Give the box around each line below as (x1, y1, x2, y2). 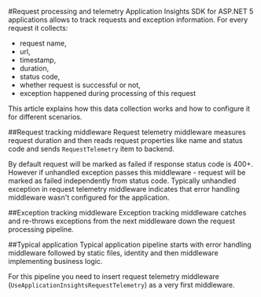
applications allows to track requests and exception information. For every (8, 15, 248, 24)
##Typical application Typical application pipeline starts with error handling (8, 240, 252, 249)
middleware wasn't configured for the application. (8, 192, 170, 202)
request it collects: (8, 24, 68, 32)
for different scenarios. (8, 112, 83, 121)
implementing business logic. (8, 257, 103, 266)
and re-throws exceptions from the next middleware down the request (8, 216, 236, 225)
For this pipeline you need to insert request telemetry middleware (8, 272, 220, 281)
